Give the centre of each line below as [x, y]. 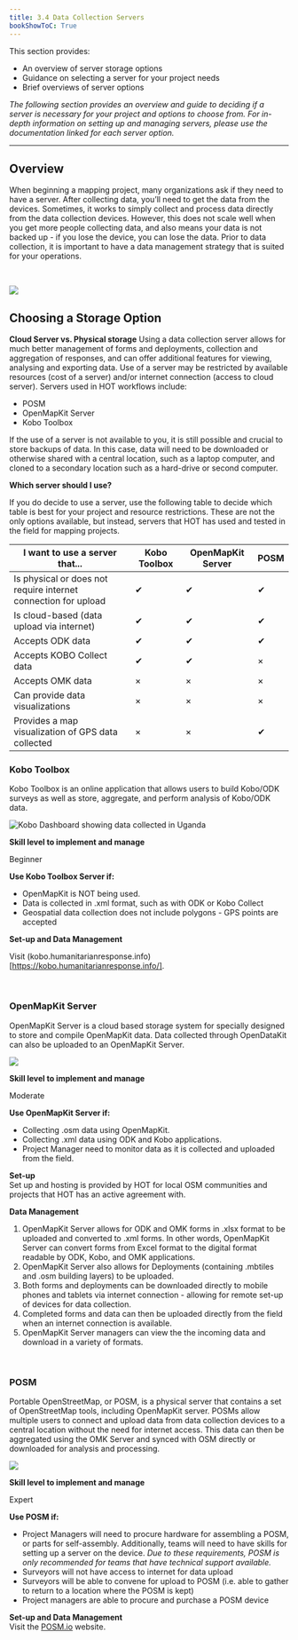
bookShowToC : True [43, 26]
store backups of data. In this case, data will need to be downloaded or [139, 449]
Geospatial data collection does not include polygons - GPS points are [150, 913]
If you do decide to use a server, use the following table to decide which [141, 503]
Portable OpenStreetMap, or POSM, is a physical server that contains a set [145, 1402]
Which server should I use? [61, 486]
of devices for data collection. [76, 1304]
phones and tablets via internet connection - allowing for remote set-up [153, 1295]
